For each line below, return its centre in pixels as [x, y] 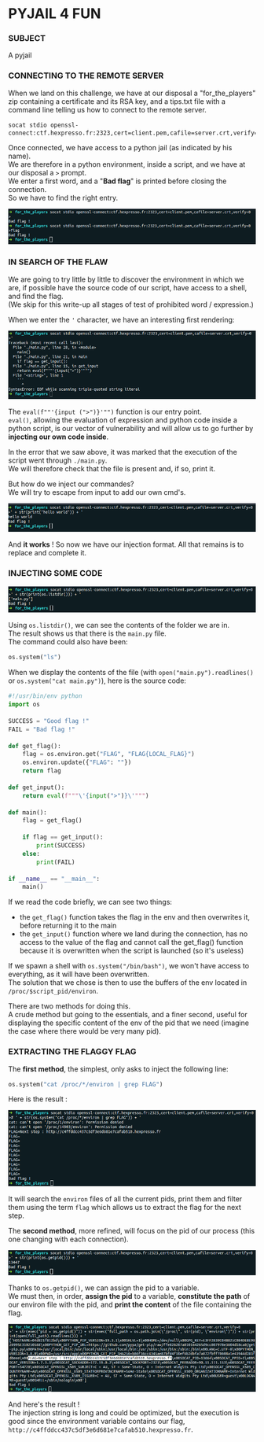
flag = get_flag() [52, 821]
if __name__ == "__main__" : [54, 879]
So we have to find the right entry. [63, 197]
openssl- [64, 125]
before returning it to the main [68, 926]
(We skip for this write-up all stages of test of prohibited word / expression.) [131, 304]
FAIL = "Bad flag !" [42, 729]
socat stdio [27, 125]
